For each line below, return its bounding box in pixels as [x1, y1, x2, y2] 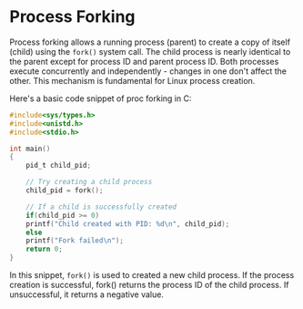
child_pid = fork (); [25, 186, 104, 195]
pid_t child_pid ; [25, 161, 92, 170]
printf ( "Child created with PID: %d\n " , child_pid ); [25, 219, 230, 229]
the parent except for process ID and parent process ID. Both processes [9, 56, 279, 67]
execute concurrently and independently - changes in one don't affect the [9, 66, 287, 77]
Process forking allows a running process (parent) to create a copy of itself [9, 36, 291, 47]
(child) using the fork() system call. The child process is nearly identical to [9, 46, 291, 57]
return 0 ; [25, 244, 64, 254]
